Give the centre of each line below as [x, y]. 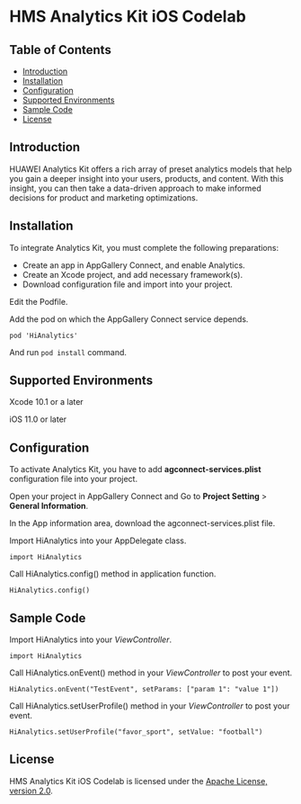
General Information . [49, 506]
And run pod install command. [68, 352]
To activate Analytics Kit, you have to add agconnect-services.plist [136, 469]
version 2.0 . [31, 791]
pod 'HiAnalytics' [44, 335]
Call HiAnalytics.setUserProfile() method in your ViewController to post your [150, 706]
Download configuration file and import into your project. [128, 284]
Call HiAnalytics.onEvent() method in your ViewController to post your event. [151, 673]
